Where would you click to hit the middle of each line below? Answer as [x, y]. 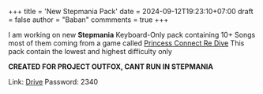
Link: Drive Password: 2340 [53, 82]
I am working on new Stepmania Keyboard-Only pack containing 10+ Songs [132, 35]
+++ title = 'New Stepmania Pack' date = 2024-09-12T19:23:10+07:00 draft [131, 11]
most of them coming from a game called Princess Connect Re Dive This [126, 43]
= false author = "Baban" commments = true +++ [88, 20]
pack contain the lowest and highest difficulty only [90, 51]
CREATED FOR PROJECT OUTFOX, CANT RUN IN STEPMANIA [111, 67]
